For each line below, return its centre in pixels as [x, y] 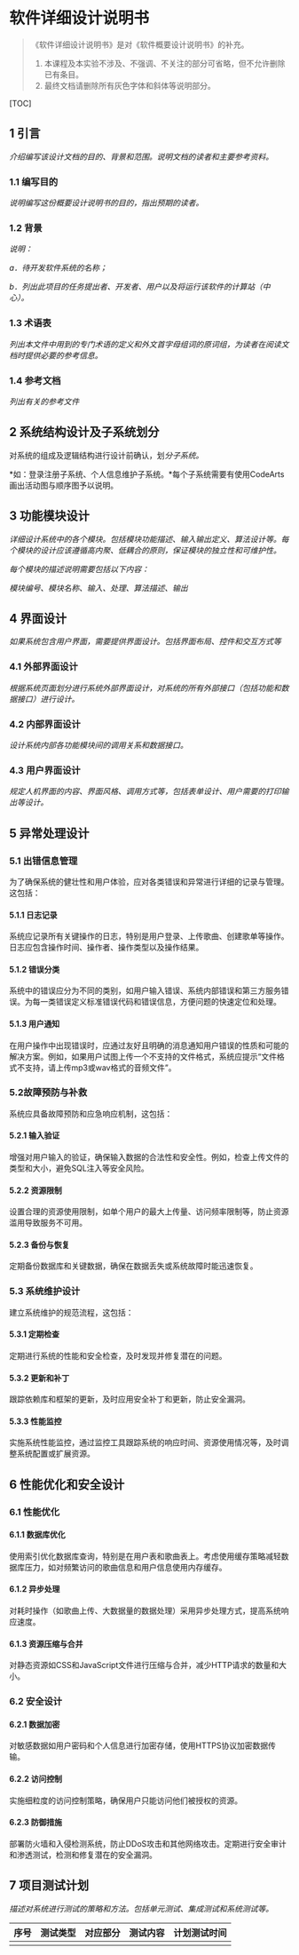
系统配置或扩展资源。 [55, 1454]
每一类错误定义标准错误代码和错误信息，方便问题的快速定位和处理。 [157, 1002]
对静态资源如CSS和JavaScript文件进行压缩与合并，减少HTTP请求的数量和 [144, 1665]
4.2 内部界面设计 [45, 724]
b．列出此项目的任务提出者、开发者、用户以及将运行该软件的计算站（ [136, 287]
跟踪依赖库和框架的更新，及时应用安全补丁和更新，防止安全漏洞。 [130, 1399]
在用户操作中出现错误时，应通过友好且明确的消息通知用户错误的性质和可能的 [149, 1045]
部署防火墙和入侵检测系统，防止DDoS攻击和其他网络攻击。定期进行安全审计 [148, 1843]
